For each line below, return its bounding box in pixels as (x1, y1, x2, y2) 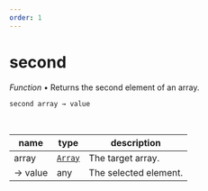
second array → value (9, 99, 91, 108)
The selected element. (88, 166, 183, 178)
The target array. (88, 151, 160, 164)
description (111, 136, 161, 149)
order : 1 (9, 13, 42, 23)
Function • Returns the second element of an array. (9, 82, 200, 93)
